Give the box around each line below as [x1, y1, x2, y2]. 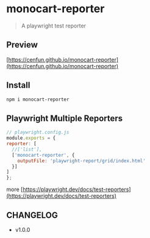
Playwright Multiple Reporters [6, 113, 123, 123]
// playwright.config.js [6, 129, 70, 135]
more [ [6, 186, 23, 193]
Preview [6, 40, 38, 50]
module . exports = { [6, 135, 56, 142]
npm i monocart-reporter [6, 96, 70, 103]
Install [6, 80, 30, 90]
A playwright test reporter [21, 22, 87, 29]
